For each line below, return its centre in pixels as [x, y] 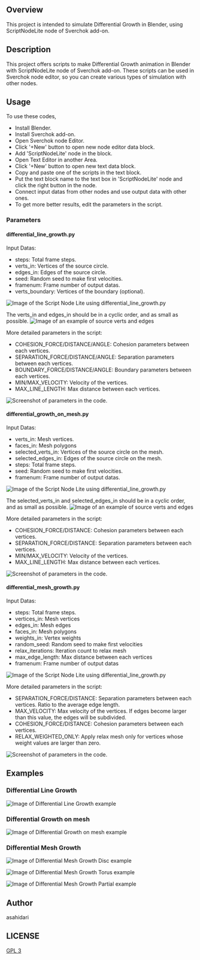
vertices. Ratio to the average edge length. [67, 704]
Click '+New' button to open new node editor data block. [85, 147]
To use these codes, [31, 116]
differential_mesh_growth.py [43, 587]
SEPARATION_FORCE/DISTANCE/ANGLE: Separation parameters [95, 357]
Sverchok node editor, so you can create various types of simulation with [96, 77]
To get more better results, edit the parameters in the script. [89, 205]
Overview [25, 10]
